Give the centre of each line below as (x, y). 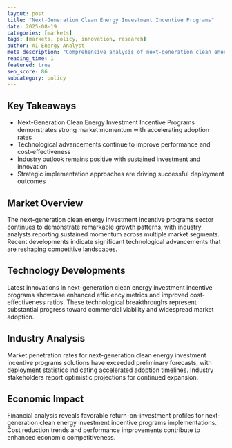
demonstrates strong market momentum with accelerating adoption (113, 130)
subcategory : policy (37, 78)
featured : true (29, 65)
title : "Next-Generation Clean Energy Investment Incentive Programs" (111, 20)
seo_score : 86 (28, 71)
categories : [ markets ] (40, 33)
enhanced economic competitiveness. (61, 438)
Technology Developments (66, 271)
